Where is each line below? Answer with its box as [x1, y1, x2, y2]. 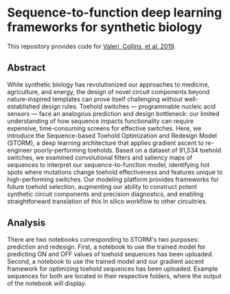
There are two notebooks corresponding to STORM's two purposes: [7, 235, 199, 243]
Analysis [7, 217, 46, 229]
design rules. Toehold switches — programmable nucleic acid [41, 102, 216, 111]
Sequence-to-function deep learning [7, 5, 222, 21]
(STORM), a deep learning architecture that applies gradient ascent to [7, 139, 205, 147]
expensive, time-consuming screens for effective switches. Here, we [7, 124, 202, 132]
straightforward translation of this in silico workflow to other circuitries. [7, 197, 208, 205]
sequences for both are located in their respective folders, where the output [7, 271, 222, 280]
